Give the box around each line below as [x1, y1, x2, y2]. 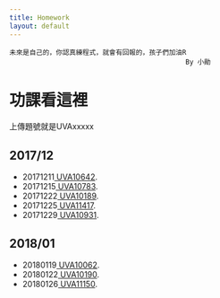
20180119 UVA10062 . [21, 259, 100, 270]
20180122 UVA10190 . [21, 269, 100, 280]
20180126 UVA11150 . [21, 279, 98, 290]
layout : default [9, 22, 70, 31]
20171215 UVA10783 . [21, 181, 98, 192]
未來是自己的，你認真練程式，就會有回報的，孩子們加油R [9, 48, 187, 57]
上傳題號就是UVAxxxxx [9, 121, 94, 132]
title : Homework [9, 13, 70, 22]
